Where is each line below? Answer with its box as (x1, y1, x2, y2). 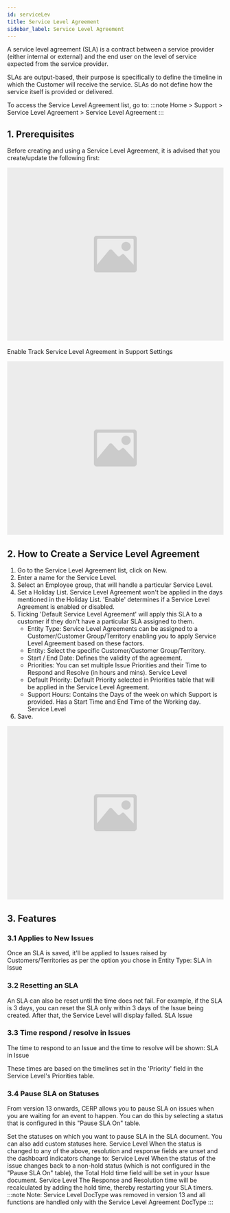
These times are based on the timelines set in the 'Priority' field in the (7, 1064, 204, 1072)
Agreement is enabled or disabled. (16, 603, 115, 611)
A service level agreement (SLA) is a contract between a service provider (7, 45, 214, 54)
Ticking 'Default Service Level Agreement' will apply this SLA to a (16, 610, 203, 619)
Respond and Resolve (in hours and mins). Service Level (27, 669, 187, 677)
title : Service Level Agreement (7, 18, 100, 25)
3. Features (7, 913, 57, 924)
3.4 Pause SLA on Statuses (7, 1089, 100, 1098)
